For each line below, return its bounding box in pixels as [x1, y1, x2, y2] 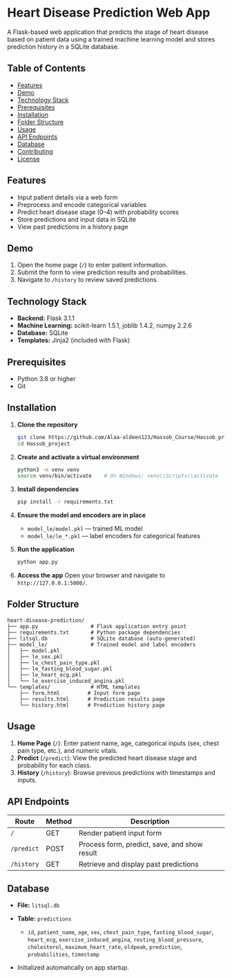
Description [130, 816, 171, 826]
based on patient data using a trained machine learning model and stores [7, 35, 215, 43]
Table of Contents [7, 62, 86, 74]
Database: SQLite [17, 329, 68, 337]
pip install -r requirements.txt [17, 499, 114, 506]
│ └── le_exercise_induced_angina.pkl [7, 677, 126, 684]
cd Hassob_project [17, 440, 70, 447]
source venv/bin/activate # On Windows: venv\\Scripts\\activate [17, 472, 219, 479]
